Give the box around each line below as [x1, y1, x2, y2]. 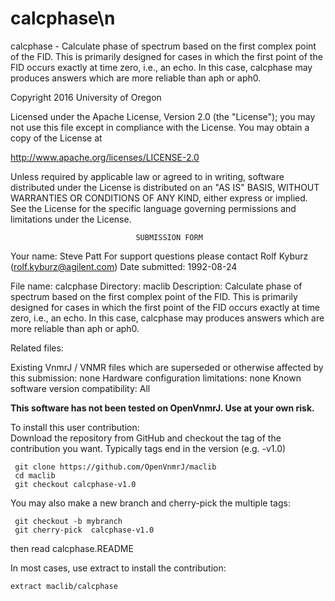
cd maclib [14, 470, 56, 481]
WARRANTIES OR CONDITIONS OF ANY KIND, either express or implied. [10, 192, 308, 204]
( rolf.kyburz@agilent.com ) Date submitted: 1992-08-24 [10, 260, 238, 272]
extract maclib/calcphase [10, 581, 118, 591]
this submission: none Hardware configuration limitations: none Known [10, 372, 302, 384]
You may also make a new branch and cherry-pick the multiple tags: [10, 497, 291, 509]
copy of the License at [10, 132, 103, 144]
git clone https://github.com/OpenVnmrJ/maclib [14, 462, 217, 472]
